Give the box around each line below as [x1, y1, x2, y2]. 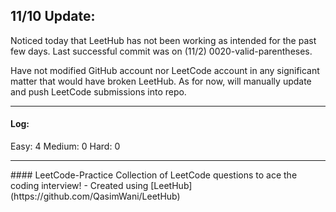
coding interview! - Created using [10, 180, 149, 192]
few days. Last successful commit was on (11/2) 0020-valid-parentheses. [10, 45, 313, 57]
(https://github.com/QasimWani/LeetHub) [10, 190, 181, 203]
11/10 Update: [10, 8, 96, 25]
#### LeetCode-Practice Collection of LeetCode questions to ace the [10, 169, 298, 181]
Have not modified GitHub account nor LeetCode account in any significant [10, 64, 320, 76]
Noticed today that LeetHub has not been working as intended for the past [10, 34, 317, 46]
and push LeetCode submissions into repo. [10, 85, 187, 98]
